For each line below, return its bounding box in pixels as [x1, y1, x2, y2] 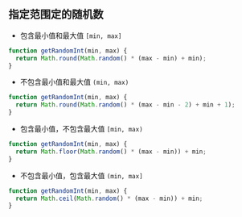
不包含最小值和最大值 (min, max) [19, 77, 129, 87]
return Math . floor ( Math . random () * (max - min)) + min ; [15, 148, 207, 156]
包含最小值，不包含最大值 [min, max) [19, 124, 143, 134]
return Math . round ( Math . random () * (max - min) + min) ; [15, 54, 207, 62]
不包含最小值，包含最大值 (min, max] [19, 170, 143, 180]
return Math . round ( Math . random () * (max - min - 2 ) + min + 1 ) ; [15, 101, 236, 109]
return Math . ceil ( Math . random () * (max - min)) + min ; [15, 194, 203, 202]
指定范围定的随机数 [8, 7, 104, 22]
